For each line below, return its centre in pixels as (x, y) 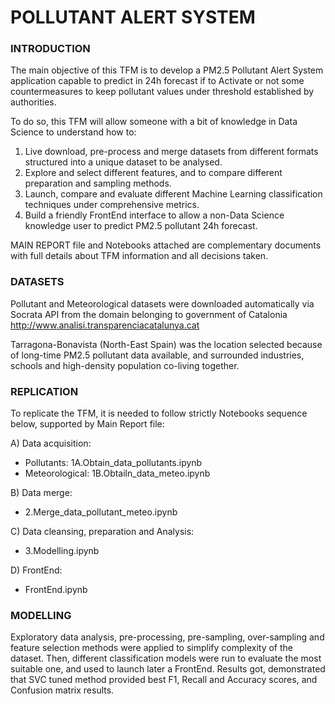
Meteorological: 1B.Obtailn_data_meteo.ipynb (117, 473)
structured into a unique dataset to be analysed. (123, 162)
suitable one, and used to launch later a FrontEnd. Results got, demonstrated (168, 669)
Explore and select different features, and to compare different (153, 173)
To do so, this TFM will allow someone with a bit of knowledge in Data (154, 122)
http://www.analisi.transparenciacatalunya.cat (105, 325)
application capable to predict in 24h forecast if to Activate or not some (157, 81)
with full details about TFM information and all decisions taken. (139, 256)
